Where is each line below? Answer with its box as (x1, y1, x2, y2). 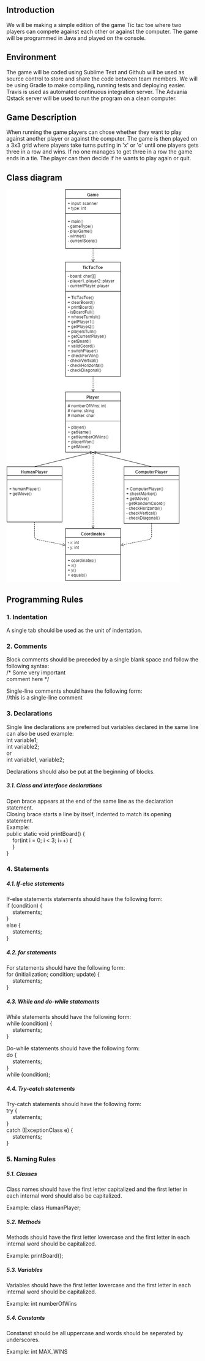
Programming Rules (6, 594, 84, 604)
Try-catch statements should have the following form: (6, 1101, 142, 1108)
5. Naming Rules (6, 1155, 56, 1163)
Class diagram (6, 172, 62, 183)
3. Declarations (6, 709, 53, 718)
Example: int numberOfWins (6, 1300, 78, 1308)
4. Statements (6, 865, 50, 873)
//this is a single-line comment (6, 694, 83, 701)
